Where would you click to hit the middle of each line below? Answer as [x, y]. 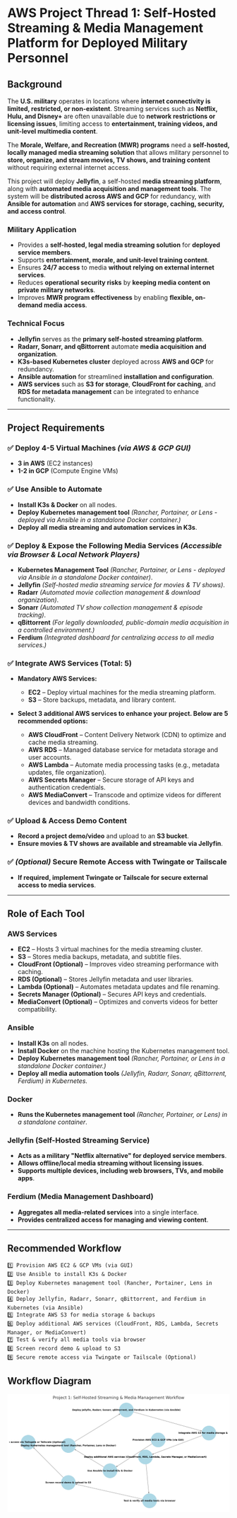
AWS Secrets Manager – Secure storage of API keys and [111, 780]
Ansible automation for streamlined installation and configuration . [116, 376]
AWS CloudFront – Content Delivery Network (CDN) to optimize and [127, 735]
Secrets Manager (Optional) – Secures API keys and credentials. [112, 995]
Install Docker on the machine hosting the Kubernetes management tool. [123, 1050]
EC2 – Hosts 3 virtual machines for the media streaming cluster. [110, 949]
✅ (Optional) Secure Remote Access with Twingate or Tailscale [117, 862]
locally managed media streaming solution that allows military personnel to [118, 152]
